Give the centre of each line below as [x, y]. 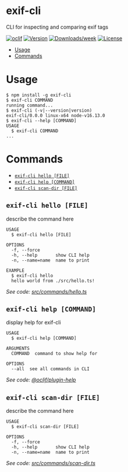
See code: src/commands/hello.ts [47, 291]
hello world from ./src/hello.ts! [53, 281]
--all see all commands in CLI [51, 369]
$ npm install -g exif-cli [39, 95]
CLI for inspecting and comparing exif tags [57, 27]
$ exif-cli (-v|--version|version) [49, 110]
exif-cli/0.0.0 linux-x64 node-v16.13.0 [56, 115]
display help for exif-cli [33, 322]
